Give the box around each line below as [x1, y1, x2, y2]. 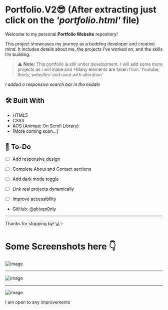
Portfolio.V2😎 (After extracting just [5, 4, 156, 15]
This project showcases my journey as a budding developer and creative [5, 40, 155, 46]
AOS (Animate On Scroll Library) [12, 123, 79, 129]
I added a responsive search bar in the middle [5, 81, 100, 87]
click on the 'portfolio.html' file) [5, 14, 140, 26]
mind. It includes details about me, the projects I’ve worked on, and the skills [5, 46, 163, 52]
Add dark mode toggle [12, 176, 59, 182]
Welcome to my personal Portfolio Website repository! [5, 31, 118, 37]
